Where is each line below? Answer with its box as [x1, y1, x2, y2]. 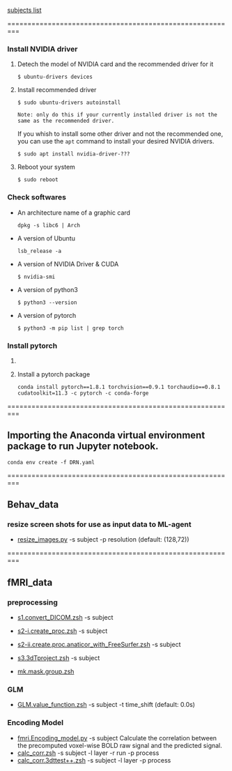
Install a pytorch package [17, 369, 91, 379]
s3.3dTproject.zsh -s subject [17, 654, 100, 662]
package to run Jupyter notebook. [7, 441, 159, 452]
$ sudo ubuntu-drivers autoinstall [17, 99, 121, 107]
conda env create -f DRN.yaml [7, 459, 95, 466]
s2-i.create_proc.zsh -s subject [17, 627, 108, 635]
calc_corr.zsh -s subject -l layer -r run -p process [17, 749, 160, 757]
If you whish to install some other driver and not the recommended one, [17, 130, 224, 138]
